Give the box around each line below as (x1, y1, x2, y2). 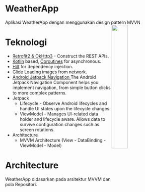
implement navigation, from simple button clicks (12, 85, 111, 91)
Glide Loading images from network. (12, 69, 87, 75)
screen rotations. (19, 127, 55, 133)
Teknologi (5, 37, 47, 48)
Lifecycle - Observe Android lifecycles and (19, 100, 107, 106)
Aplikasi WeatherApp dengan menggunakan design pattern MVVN (5, 19, 141, 25)
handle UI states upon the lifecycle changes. (19, 105, 111, 111)
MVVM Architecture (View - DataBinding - (19, 137, 106, 143)
